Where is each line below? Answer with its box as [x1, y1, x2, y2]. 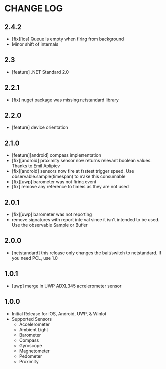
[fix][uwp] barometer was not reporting [11, 211, 92, 217]
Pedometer [19, 353, 42, 359]
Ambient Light [19, 326, 48, 332]
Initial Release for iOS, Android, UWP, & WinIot [11, 310, 107, 317]
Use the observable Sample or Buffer [11, 222, 88, 228]
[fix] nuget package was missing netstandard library [11, 97, 119, 103]
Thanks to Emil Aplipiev [11, 163, 60, 169]
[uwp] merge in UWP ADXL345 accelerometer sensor [11, 283, 122, 289]
